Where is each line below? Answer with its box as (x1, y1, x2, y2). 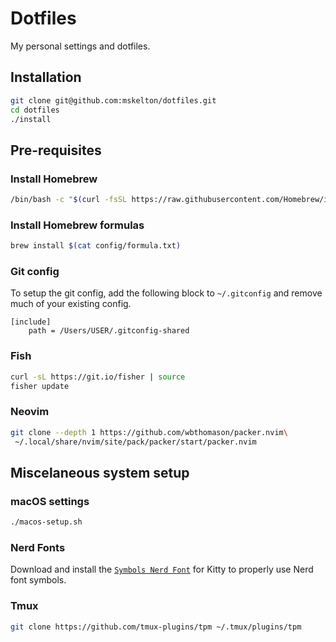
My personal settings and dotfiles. (10, 40, 151, 52)
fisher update (10, 381, 70, 391)
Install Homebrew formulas (10, 218, 145, 232)
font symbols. (10, 574, 67, 586)
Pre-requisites (10, 142, 102, 159)
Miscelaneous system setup (10, 464, 190, 481)
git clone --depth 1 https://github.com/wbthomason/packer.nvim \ (10, 427, 288, 437)
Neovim (10, 405, 50, 419)
